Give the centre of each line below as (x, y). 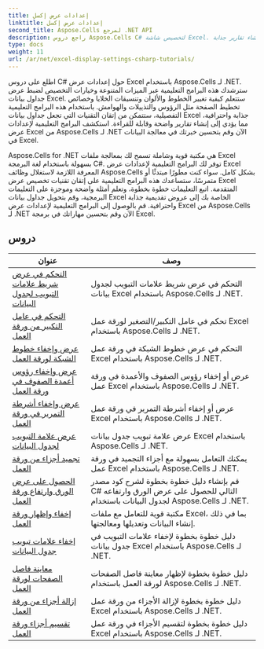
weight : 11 (26, 52)
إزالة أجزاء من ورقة (44, 600)
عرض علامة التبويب (44, 435)
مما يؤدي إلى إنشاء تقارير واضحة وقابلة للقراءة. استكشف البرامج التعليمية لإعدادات (128, 123)
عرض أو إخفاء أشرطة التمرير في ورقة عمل (163, 408)
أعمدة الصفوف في (43, 380)
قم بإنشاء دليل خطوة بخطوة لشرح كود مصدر (165, 481)
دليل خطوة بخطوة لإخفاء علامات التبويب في (163, 536)
